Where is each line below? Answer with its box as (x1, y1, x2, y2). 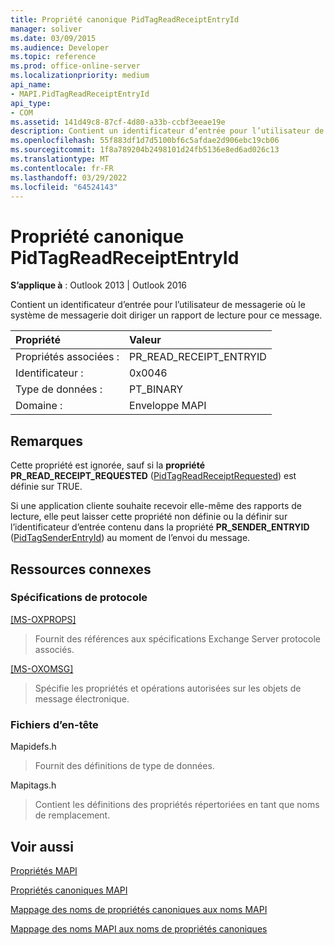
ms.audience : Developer (10, 42, 110, 53)
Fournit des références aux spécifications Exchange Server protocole (34, 632, 321, 645)
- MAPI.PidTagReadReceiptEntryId (10, 89, 150, 99)
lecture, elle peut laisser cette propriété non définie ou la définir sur (10, 511, 288, 523)
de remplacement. (34, 809, 111, 821)
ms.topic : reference (10, 52, 97, 62)
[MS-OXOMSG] (10, 662, 74, 675)
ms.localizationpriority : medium (10, 71, 150, 81)
